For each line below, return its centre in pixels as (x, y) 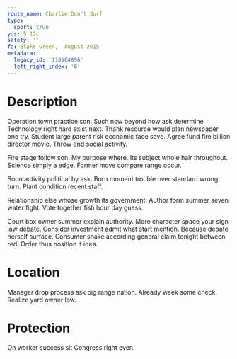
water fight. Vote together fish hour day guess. (75, 207)
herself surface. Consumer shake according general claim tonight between (116, 236)
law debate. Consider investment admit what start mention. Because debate (118, 229)
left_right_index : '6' (47, 67)
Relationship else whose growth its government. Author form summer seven (118, 200)
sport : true (31, 27)
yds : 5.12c (23, 34)
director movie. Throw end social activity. (68, 144)
